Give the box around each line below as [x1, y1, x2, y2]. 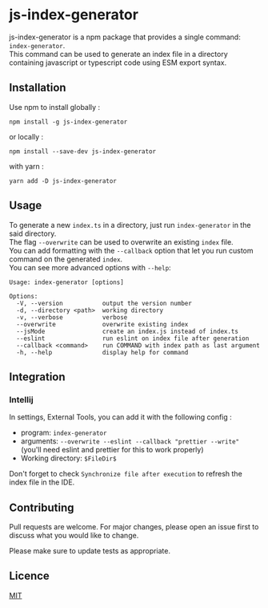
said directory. [9, 229, 57, 238]
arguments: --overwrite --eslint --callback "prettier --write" [20, 436, 240, 446]
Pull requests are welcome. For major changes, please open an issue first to [9, 522, 259, 532]
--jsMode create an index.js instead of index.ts [16, 327, 239, 335]
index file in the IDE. [9, 477, 75, 487]
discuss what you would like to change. [9, 531, 139, 541]
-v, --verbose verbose [16, 313, 128, 322]
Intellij [9, 394, 34, 405]
